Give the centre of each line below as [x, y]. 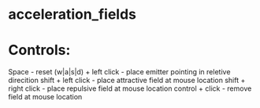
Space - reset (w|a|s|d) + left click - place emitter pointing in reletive [119, 72]
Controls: [39, 50]
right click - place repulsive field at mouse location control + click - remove [130, 88]
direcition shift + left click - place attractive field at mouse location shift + [127, 81]
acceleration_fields [72, 14]
